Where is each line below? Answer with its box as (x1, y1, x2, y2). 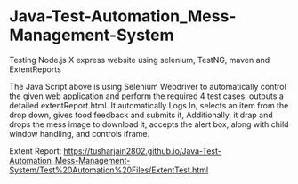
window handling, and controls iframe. (9, 128, 150, 139)
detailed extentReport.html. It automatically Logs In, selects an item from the (9, 100, 289, 110)
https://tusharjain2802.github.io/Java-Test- (63, 145, 222, 156)
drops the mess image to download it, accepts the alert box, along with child (9, 118, 289, 130)
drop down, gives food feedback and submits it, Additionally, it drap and (9, 109, 273, 120)
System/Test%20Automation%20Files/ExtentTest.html (9, 164, 209, 175)
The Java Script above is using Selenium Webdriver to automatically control (9, 81, 286, 92)
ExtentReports (9, 64, 62, 75)
